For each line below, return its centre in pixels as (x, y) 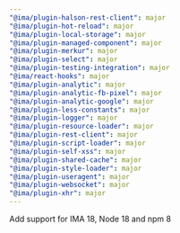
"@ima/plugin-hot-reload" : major (72, 26)
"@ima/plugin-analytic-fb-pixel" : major (86, 93)
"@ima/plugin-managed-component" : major (86, 43)
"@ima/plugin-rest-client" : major (74, 135)
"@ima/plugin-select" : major (64, 59)
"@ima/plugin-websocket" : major (69, 185)
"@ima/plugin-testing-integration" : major (90, 68)
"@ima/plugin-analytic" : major (68, 85)
